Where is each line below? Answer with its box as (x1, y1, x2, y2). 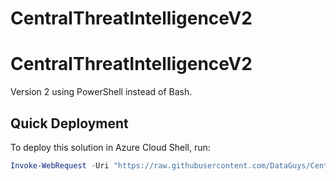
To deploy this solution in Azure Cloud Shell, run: (10, 141, 211, 153)
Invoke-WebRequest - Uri (10, 160, 110, 171)
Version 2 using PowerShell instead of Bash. (10, 86, 193, 98)
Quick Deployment (10, 115, 129, 132)
